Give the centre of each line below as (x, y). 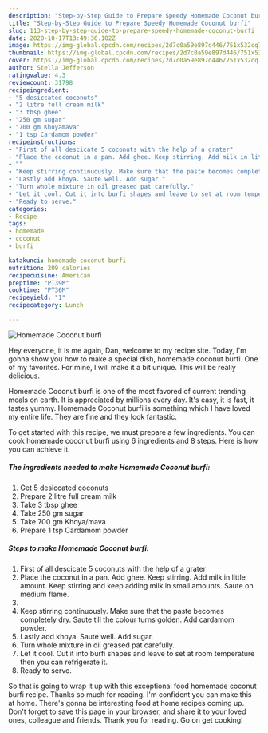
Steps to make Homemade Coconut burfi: (79, 548)
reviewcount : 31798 (41, 82)
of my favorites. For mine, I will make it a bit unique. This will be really (122, 367)
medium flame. (44, 594)
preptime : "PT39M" (39, 283)
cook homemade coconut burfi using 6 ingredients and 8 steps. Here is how (133, 440)
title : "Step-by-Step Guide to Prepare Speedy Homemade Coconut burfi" (130, 23)
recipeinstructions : (43, 142)
